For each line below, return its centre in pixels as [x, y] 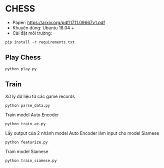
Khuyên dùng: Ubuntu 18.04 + [43, 27]
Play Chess [23, 58]
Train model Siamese [27, 151]
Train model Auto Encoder [32, 115]
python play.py [21, 69]
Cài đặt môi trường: [32, 33]
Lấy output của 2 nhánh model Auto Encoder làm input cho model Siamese [82, 133]
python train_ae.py [25, 124]
